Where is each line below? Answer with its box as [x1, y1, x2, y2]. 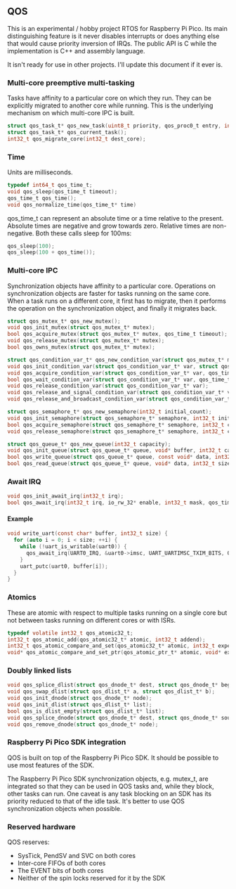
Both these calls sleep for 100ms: [35, 228, 132, 238]
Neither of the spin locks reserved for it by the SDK [17, 874, 166, 883]
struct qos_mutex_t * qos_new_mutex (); [7, 318, 121, 325]
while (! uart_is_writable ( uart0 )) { [20, 543, 128, 550]
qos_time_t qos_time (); [7, 195, 77, 202]
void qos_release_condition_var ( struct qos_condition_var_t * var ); [7, 382, 209, 389]
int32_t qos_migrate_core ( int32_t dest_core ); [7, 135, 146, 143]
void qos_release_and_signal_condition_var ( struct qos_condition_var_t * [7, 389, 225, 396]
